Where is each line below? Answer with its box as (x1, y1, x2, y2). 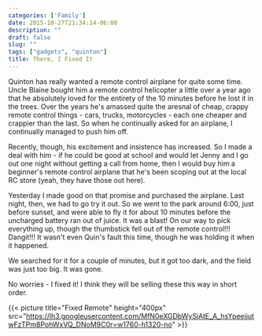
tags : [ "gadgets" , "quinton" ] (8, 48, 108, 56)
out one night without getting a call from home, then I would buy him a (8, 159, 236, 168)
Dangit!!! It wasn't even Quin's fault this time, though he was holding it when (8, 232, 255, 242)
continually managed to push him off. (8, 126, 128, 136)
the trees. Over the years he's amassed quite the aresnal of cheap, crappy (8, 101, 249, 111)
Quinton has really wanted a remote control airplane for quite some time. (8, 76, 243, 86)
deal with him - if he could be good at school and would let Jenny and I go (8, 150, 249, 159)
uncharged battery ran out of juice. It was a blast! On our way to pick (8, 215, 231, 225)
